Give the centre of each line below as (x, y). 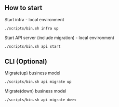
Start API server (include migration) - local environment (59, 38)
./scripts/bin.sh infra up (32, 28)
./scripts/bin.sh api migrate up (38, 82)
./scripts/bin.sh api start (33, 46)
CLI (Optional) (26, 61)
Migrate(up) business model (33, 73)
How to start (23, 8)
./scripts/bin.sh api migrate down (40, 100)
